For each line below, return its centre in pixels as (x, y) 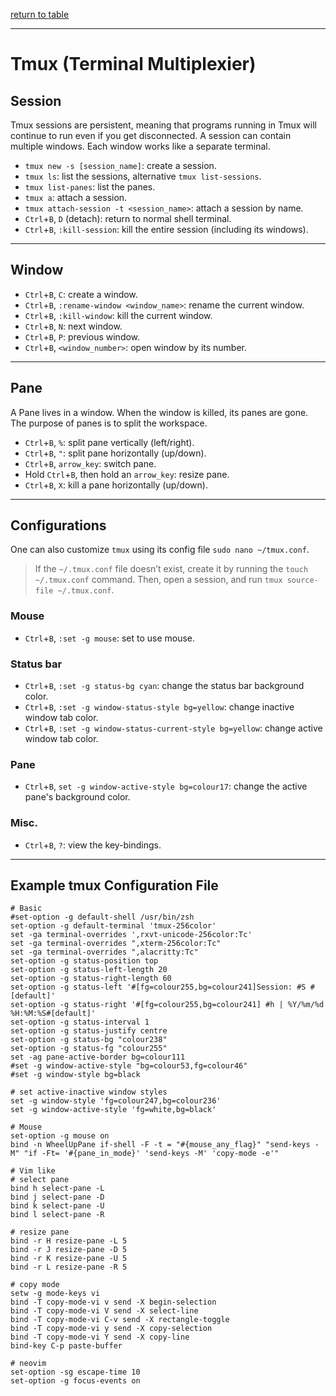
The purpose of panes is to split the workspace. (109, 423)
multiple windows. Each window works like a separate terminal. (140, 146)
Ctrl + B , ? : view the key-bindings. (93, 845)
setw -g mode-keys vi (55, 1294)
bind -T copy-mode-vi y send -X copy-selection (111, 1329)
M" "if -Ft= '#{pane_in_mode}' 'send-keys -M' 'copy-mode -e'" (145, 1154)
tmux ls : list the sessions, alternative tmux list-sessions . (143, 176)
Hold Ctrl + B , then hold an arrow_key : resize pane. (127, 474)
